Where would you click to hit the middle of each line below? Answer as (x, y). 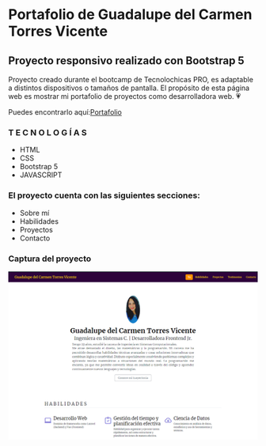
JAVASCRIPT (41, 175)
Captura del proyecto (50, 259)
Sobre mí (34, 213)
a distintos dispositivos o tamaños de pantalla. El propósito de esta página (129, 88)
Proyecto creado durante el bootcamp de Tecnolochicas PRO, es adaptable (131, 79)
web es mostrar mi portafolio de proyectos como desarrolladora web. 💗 (125, 96)
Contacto (35, 238)
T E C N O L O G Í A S (47, 132)
